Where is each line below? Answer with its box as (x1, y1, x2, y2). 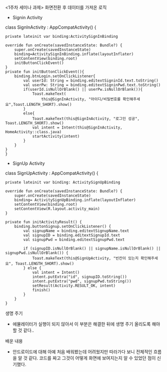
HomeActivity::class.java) (5, 130, 62, 135)
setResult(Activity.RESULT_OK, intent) (32, 283, 116, 288)
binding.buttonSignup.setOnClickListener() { (14, 224, 112, 229)
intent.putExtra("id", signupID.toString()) (32, 274, 127, 279)
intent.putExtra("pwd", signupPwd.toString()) (32, 279, 132, 284)
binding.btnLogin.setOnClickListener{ (14, 74, 96, 79)
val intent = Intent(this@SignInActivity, (32, 125, 123, 130)
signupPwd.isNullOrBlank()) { (5, 251, 69, 256)
